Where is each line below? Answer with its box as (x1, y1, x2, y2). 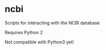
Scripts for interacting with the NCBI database (5, 20, 100, 26)
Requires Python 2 (5, 29, 43, 35)
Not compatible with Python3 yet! (5, 39, 74, 45)
